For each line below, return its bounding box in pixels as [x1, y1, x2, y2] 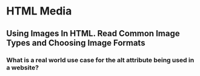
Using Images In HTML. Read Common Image [6, 28, 180, 39]
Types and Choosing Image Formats [6, 37, 145, 48]
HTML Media [6, 4, 72, 18]
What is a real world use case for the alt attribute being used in [6, 55, 195, 64]
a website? [6, 63, 39, 72]
